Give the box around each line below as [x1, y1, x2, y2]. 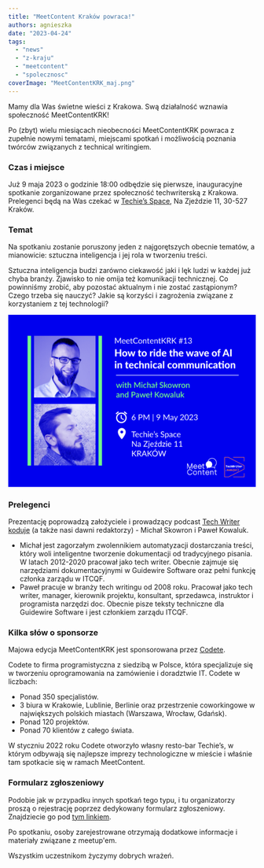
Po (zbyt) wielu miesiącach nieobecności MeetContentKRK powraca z [8, 125, 235, 135]
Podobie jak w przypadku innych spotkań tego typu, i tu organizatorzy [8, 795, 236, 804]
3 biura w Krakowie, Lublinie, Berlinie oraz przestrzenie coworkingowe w [19, 700, 255, 710]
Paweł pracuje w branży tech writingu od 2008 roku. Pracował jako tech [19, 582, 253, 592]
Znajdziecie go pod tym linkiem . [8, 811, 112, 822]
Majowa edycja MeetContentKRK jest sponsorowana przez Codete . [8, 645, 225, 655]
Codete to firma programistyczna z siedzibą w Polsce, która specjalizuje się [8, 660, 254, 670]
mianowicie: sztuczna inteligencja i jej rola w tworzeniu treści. [8, 250, 208, 260]
